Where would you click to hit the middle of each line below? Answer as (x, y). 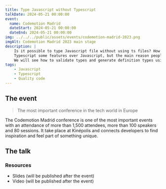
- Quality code (30, 78)
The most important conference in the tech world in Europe (78, 110)
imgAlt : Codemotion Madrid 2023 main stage (51, 42)
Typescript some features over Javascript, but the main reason (82, 56)
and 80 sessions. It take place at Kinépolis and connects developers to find (82, 130)
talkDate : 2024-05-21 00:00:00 (37, 14)
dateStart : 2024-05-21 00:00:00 (43, 28)
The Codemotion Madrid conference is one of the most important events (79, 120)
